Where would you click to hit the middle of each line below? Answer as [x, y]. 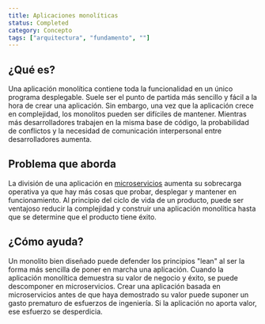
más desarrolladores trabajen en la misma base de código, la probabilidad [129, 123]
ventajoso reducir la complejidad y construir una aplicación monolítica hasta [132, 208]
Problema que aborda [62, 164]
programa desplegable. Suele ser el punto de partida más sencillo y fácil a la [132, 97]
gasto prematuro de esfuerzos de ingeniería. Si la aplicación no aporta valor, [132, 303]
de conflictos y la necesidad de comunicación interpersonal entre [115, 131]
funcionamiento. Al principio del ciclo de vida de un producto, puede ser [126, 200]
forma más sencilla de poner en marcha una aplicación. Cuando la [116, 269]
